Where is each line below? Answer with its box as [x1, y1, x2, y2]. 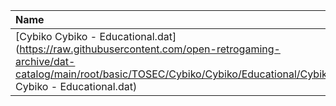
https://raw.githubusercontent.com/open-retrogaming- [19, 42, 281, 56]
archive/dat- [15, 55, 76, 68]
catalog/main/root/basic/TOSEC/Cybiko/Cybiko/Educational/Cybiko [15, 67, 334, 81]
